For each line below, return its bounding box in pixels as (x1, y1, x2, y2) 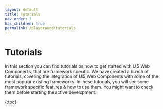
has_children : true (5, 21, 45, 26)
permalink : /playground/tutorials (5, 26, 76, 31)
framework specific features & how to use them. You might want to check (5, 84, 154, 90)
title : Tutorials (5, 12, 41, 17)
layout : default (5, 7, 38, 12)
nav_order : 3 (5, 16, 32, 21)
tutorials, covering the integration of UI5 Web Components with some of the (5, 73, 159, 79)
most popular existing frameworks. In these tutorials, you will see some (5, 79, 149, 85)
